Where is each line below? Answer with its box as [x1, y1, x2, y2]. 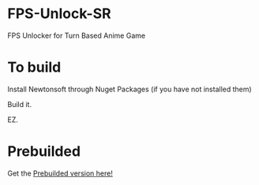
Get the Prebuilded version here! [7, 168, 114, 178]
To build [7, 58, 62, 76]
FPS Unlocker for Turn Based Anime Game [7, 31, 146, 40]
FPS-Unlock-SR [7, 5, 111, 23]
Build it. [7, 99, 32, 109]
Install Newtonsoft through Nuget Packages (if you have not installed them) [7, 84, 252, 94]
